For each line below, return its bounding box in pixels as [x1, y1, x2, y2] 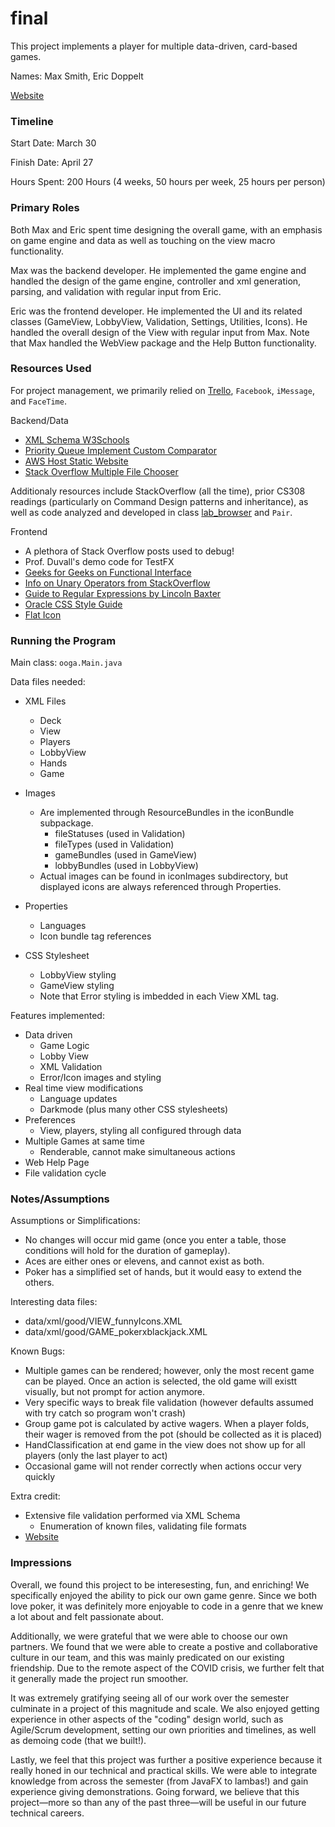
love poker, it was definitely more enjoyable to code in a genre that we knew [10, 1600, 324, 1612]
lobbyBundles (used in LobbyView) [54, 860, 199, 872]
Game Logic [39, 1040, 90, 1052]
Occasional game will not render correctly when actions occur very [24, 1460, 302, 1472]
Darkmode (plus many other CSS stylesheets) [39, 1103, 229, 1116]
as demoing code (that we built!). [10, 1734, 147, 1746]
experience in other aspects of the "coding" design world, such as [10, 1713, 284, 1725]
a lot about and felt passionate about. [10, 1610, 164, 1622]
